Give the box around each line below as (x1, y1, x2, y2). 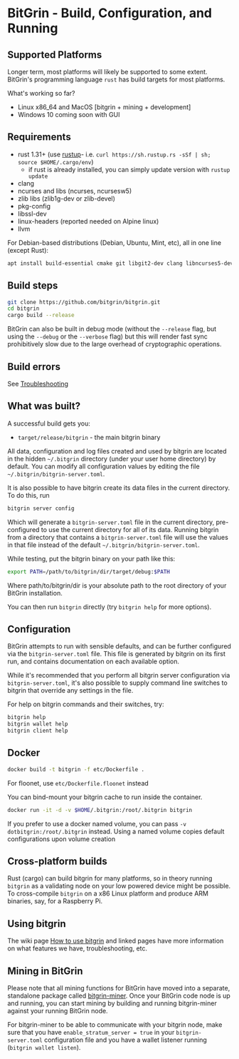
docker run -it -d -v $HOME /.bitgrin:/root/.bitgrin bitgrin (7, 806, 193, 813)
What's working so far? (7, 89, 75, 97)
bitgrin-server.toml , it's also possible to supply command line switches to (7, 678, 228, 687)
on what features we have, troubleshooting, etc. (7, 944, 148, 953)
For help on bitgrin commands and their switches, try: (7, 700, 164, 708)
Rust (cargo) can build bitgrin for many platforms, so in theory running (7, 874, 213, 883)
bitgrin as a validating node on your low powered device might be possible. (7, 882, 231, 890)
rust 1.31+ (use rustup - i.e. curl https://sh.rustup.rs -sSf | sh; (17, 150, 211, 159)
